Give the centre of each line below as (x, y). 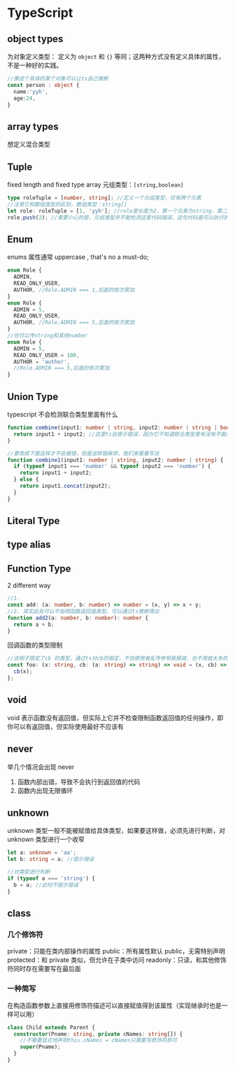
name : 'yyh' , (31, 92)
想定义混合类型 (29, 145)
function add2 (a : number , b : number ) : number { (78, 618)
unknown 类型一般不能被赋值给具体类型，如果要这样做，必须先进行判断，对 (116, 831)
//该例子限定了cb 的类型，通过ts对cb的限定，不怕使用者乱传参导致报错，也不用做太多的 (118, 658)
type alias (29, 545)
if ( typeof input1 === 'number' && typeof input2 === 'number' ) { (112, 467)
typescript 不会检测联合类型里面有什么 (63, 414)
